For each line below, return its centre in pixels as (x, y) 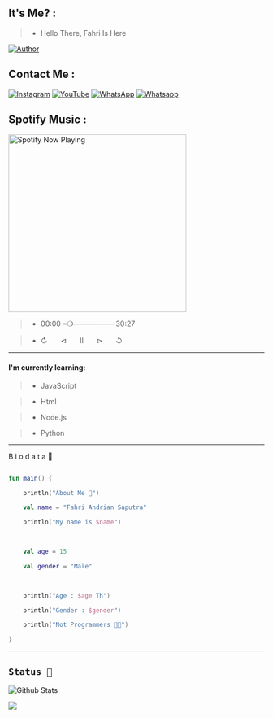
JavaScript (58, 385)
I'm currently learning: (47, 368)
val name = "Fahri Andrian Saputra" (85, 507)
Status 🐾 (30, 672)
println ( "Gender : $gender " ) (72, 610)
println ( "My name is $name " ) (72, 522)
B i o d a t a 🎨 (30, 456)
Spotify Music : (48, 120)
